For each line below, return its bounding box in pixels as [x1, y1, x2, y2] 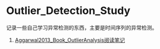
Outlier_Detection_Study [6, 4, 131, 17]
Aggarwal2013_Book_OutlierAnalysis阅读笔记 [14, 36, 126, 43]
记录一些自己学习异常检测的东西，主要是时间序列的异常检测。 [6, 24, 158, 31]
